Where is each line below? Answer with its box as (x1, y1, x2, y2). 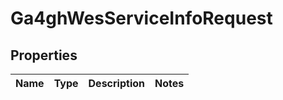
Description (88, 77, 145, 90)
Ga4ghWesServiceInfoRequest (10, 7, 273, 30)
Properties (10, 47, 78, 64)
